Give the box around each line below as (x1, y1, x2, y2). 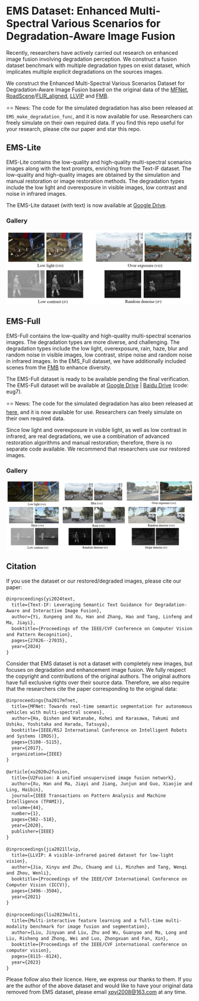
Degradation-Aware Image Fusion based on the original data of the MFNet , (6, 86, 189, 93)
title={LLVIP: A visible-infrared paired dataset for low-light (11, 852, 174, 858)
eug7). (6, 388, 23, 395)
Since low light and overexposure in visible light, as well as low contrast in (6, 426, 187, 433)
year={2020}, (11, 822, 44, 828)
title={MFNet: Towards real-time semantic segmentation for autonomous (11, 703, 193, 709)
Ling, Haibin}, (6, 787, 44, 793)
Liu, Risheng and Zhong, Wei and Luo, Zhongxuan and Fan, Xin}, (6, 936, 169, 941)
